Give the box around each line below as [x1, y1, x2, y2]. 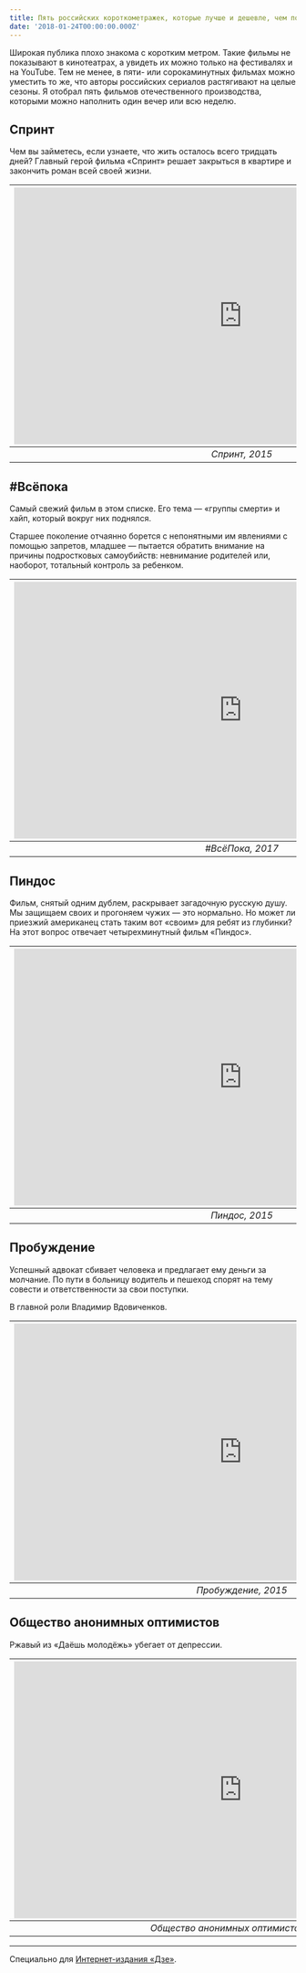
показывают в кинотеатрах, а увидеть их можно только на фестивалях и [9, 57, 293, 68]
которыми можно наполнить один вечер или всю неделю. [9, 95, 237, 106]
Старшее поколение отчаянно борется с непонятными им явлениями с [9, 530, 289, 541]
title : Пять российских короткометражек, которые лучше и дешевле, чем [9, 13, 287, 23]
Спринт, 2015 [210, 448, 273, 461]
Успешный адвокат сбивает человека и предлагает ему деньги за [9, 1264, 267, 1275]
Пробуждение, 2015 [196, 1583, 288, 1596]
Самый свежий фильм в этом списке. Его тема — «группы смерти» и [9, 503, 280, 514]
